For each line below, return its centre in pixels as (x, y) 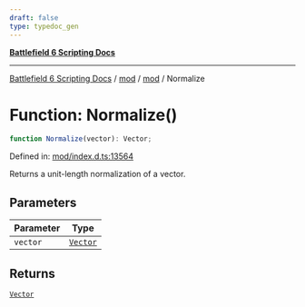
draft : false (34, 18)
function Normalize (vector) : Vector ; (81, 139)
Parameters (43, 202)
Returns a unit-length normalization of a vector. (98, 174)
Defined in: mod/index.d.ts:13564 (72, 156)
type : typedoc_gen (44, 26)
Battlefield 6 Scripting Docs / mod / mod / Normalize (108, 78)
